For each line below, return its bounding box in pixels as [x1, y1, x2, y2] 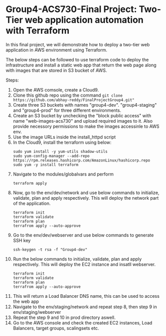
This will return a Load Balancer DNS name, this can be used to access [13, 293, 160, 299]
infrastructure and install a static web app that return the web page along [6, 62, 157, 68]
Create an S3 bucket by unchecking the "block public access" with [13, 112, 151, 119]
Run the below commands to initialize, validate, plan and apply [13, 256, 142, 262]
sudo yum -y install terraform [13, 162, 79, 167]
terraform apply [13, 181, 47, 186]
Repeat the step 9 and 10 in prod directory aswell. [13, 314, 116, 320]
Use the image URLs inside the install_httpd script [13, 134, 116, 140]
